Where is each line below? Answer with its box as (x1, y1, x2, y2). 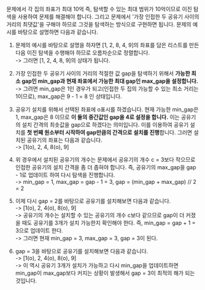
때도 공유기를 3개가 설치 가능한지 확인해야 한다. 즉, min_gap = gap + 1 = (21, 219, 196, 226)
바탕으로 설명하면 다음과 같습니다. (17, 28, 98, 36)
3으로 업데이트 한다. (15, 227, 63, 234)
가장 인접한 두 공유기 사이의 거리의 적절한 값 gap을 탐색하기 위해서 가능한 (15, 70, 190, 77)
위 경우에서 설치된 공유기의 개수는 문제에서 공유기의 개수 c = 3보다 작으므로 (15, 156, 196, 163)
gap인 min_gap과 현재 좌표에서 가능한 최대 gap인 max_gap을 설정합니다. (21, 77, 198, 85)
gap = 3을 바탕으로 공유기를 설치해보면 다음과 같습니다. (15, 248, 149, 254)
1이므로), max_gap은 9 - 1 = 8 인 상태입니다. (15, 93, 122, 100)
